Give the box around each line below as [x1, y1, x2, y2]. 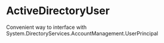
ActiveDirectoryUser [6, 4, 110, 18]
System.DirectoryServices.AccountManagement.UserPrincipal [6, 29, 159, 37]
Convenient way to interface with [6, 24, 87, 31]
